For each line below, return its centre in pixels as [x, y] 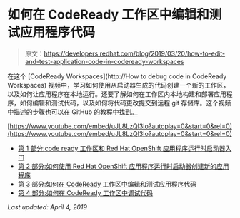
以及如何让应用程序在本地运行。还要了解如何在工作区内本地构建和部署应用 [117, 94]
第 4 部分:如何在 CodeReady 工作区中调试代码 [85, 192]
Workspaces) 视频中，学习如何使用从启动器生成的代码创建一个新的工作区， [119, 85]
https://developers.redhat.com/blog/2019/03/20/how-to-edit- [135, 53]
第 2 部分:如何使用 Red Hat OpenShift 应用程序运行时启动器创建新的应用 [124, 166]
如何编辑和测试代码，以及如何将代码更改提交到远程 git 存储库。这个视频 [125, 103]
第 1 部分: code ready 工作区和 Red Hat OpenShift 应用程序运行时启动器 [121, 148]
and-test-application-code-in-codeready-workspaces [104, 61]
